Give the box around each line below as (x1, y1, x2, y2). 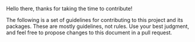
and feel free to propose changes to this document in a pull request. (6, 29, 172, 36)
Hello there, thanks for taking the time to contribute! (6, 5, 133, 12)
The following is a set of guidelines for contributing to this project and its (6, 17, 184, 23)
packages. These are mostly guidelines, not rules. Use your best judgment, (6, 23, 190, 30)
